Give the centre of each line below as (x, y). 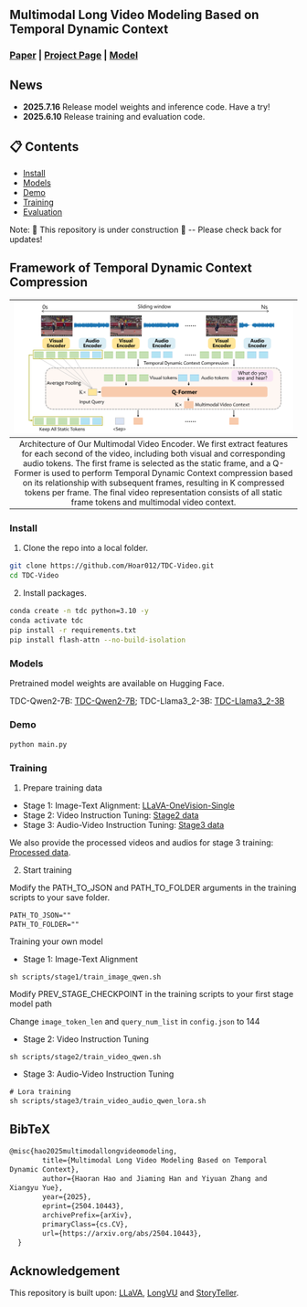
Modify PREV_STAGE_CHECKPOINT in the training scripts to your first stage (152, 994)
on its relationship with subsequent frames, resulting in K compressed (153, 483)
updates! (26, 239)
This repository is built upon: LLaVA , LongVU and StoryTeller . (124, 1293)
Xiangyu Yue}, (37, 1188)
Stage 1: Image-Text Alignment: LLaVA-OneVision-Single (128, 806)
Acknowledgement (65, 1271)
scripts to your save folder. (60, 898)
